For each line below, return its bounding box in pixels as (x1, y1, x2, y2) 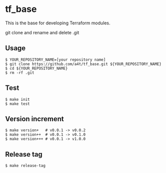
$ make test (5, 101, 30, 106)
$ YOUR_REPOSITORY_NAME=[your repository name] (5, 57, 106, 62)
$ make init (5, 97, 30, 102)
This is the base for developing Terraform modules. (5, 20, 111, 26)
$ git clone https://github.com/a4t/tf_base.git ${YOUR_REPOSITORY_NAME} (5, 61, 162, 67)
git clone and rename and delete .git (5, 29, 80, 35)
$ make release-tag (5, 163, 46, 169)
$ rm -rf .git (5, 70, 35, 75)
